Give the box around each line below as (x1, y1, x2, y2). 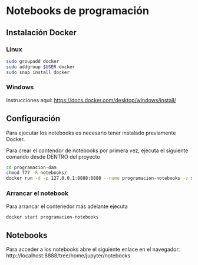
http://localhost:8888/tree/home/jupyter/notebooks (6, 252, 131, 259)
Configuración (6, 113, 61, 124)
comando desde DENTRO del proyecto (6, 153, 100, 160)
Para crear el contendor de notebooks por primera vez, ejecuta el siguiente (6, 147, 189, 154)
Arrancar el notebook (6, 189, 69, 197)
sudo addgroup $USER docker (6, 63, 75, 70)
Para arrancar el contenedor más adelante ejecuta (6, 203, 128, 210)
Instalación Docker (6, 28, 77, 38)
